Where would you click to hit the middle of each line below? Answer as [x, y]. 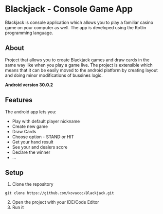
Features [19, 100]
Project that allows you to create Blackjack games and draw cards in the [77, 60]
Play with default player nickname [46, 121]
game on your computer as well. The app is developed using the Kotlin [76, 27]
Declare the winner [31, 152]
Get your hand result [33, 142]
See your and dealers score [40, 147]
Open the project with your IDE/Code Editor [55, 202]
